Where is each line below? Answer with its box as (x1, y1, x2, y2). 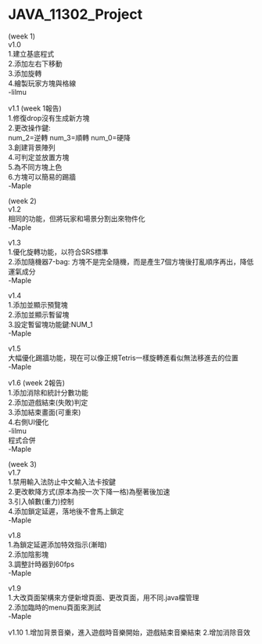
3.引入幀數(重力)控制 (8, 497, 74, 506)
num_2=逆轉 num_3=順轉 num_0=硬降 (8, 133, 131, 142)
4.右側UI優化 (8, 417, 49, 427)
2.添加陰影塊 (8, 549, 49, 558)
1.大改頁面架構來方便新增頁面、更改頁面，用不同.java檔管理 (8, 592, 199, 602)
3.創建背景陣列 (8, 143, 56, 152)
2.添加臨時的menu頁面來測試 (8, 602, 102, 612)
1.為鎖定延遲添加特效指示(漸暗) (8, 540, 107, 549)
